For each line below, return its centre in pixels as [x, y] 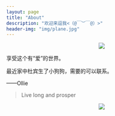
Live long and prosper [48, 95]
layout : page [23, 12]
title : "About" [25, 18]
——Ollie [17, 83]
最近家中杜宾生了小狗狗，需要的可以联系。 [59, 71]
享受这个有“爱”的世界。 [35, 58]
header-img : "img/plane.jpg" [43, 29]
